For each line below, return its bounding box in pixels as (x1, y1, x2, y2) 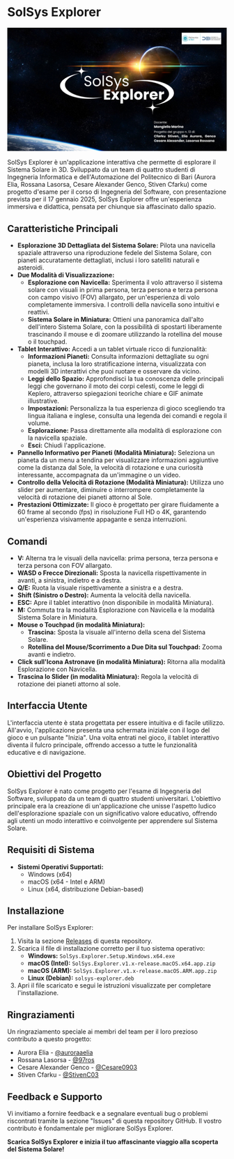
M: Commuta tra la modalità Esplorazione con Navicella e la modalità (17, 606, 215, 614)
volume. (27, 419, 51, 427)
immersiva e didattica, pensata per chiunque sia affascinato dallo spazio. (7, 203, 217, 211)
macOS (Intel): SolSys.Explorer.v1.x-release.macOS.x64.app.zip (27, 959, 216, 967)
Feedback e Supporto (7, 1091, 103, 1103)
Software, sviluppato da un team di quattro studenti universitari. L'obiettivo (7, 794, 221, 802)
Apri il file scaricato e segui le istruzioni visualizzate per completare (17, 981, 211, 990)
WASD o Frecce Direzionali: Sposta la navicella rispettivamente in (17, 569, 207, 577)
